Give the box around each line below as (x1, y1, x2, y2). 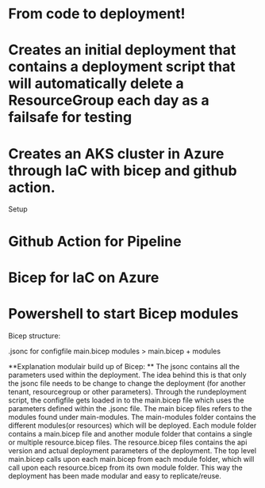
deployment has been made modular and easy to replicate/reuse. (8, 471, 222, 480)
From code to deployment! (8, 5, 186, 23)
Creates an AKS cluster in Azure (8, 144, 225, 162)
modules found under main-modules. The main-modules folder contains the (8, 412, 256, 421)
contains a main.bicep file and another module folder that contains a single (8, 429, 252, 438)
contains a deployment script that (8, 58, 236, 76)
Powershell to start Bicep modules (8, 304, 240, 322)
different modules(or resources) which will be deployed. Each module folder (8, 421, 257, 430)
